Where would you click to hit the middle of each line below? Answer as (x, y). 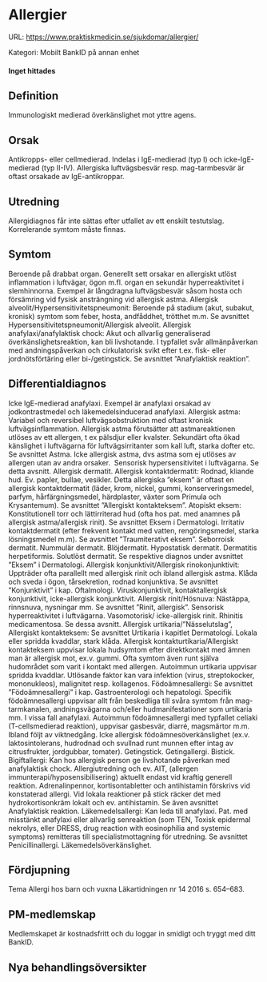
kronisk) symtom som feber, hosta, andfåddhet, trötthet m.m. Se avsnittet (129, 316)
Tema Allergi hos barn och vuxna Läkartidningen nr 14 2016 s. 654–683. (127, 889)
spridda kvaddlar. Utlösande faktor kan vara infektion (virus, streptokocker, (132, 675)
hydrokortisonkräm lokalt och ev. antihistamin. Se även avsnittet (113, 802)
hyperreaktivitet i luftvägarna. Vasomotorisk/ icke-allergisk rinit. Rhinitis (126, 615)
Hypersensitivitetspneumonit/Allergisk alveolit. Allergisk (100, 325)
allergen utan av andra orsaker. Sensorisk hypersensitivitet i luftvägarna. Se (134, 462)
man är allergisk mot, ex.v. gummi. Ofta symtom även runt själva (114, 658)
